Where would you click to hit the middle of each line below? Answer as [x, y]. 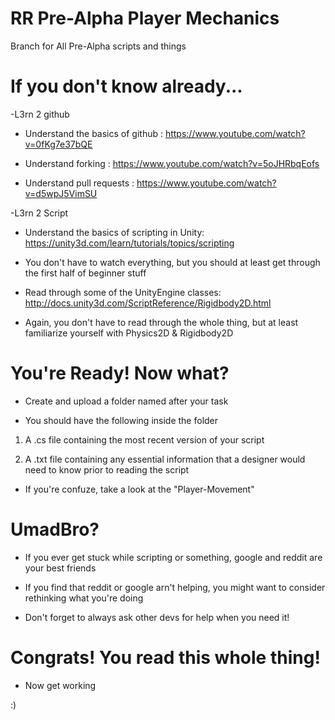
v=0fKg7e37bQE [58, 144]
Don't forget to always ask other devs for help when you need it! [157, 617]
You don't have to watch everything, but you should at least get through [172, 262]
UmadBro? [55, 529]
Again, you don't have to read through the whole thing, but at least [161, 322]
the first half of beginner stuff [85, 273]
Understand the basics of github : [93, 133]
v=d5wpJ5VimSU [61, 193]
